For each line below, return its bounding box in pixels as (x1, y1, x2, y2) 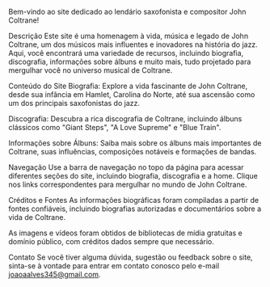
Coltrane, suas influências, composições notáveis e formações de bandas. (8, 147, 257, 156)
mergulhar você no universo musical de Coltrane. (8, 65, 173, 75)
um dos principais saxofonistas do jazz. (8, 99, 140, 108)
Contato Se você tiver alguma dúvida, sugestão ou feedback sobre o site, (8, 252, 253, 262)
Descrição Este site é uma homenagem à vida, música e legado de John (8, 32, 249, 40)
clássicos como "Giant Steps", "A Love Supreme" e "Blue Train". (8, 123, 221, 132)
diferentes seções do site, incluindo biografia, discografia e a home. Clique (8, 171, 259, 180)
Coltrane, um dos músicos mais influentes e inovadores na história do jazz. (8, 40, 259, 49)
